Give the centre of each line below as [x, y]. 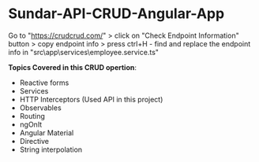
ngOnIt [31, 124]
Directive [34, 141]
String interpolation [51, 149]
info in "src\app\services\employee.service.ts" [84, 52]
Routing [32, 116]
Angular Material [47, 133]
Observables [40, 108]
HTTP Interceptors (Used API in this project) [91, 99]
